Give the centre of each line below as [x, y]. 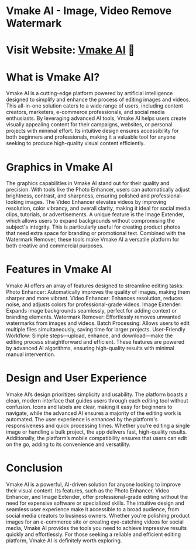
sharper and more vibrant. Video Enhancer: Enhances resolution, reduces [94, 299]
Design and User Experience [77, 378]
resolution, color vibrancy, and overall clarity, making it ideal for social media [98, 208]
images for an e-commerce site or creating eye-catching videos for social [95, 522]
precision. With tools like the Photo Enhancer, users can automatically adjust [98, 190]
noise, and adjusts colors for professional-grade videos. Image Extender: [94, 304]
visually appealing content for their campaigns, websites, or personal [89, 125]
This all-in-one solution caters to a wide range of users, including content [94, 106]
